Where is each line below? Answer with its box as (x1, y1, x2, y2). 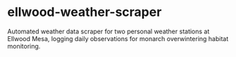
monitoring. (7, 42, 41, 50)
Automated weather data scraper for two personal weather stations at (7, 27, 210, 35)
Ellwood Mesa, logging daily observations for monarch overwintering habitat (7, 34, 229, 42)
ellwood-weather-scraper (7, 4, 162, 20)
